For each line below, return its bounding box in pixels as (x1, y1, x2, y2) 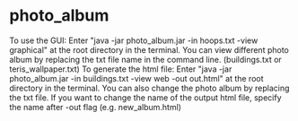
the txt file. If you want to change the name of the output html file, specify (9, 91, 282, 103)
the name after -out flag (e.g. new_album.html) (9, 101, 182, 112)
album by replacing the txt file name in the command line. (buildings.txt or (9, 54, 283, 65)
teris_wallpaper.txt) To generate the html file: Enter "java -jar (9, 64, 232, 74)
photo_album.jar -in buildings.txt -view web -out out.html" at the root (9, 73, 264, 83)
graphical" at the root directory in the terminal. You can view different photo (9, 44, 289, 55)
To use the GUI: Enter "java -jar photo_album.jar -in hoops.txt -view (9, 35, 259, 46)
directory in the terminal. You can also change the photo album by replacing (9, 82, 290, 93)
